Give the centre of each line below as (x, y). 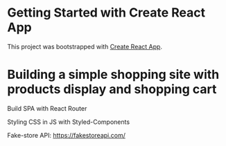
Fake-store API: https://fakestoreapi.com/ (67, 135)
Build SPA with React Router (47, 108)
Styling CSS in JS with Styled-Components (69, 122)
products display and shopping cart (112, 90)
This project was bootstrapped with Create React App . (85, 46)
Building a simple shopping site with (113, 75)
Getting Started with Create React (106, 13)
